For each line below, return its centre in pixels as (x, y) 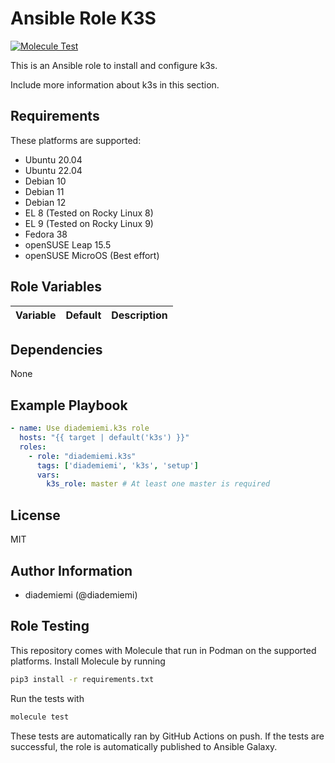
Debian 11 (44, 191)
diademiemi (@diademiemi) (81, 594)
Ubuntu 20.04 (53, 159)
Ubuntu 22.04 (53, 170)
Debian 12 (45, 202)
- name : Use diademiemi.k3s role (80, 428)
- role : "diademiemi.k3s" (82, 456)
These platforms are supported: (76, 140)
